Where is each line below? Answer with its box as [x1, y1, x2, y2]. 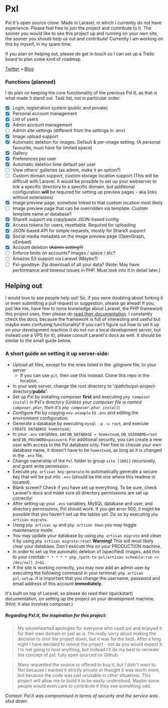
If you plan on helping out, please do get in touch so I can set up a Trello [5, 51, 154, 57]
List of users [12, 116, 39, 122]
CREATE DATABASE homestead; [12, 427, 71, 432]
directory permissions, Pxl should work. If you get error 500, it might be [12, 505, 160, 512]
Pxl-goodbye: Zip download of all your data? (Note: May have [12, 261, 139, 267]
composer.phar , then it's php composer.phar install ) [12, 404, 120, 410]
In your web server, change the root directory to [12, 383, 112, 389]
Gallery [12, 150, 28, 156]
